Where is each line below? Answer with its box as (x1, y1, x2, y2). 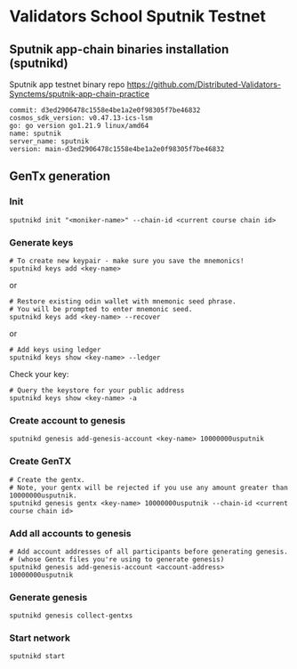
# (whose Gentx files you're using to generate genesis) (9, 554, 225, 564)
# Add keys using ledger (9, 345, 101, 354)
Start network (9, 632, 71, 644)
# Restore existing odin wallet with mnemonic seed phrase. (9, 296, 237, 306)
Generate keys (9, 236, 74, 248)
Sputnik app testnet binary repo (9, 79, 125, 90)
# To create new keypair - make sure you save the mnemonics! (9, 256, 245, 265)
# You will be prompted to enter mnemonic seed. (9, 304, 193, 313)
